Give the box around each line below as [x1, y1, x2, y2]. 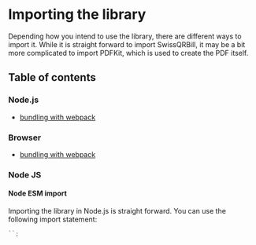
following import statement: [8, 214, 98, 225]
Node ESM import [8, 188, 67, 198]
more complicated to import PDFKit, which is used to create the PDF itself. [8, 48, 249, 57]
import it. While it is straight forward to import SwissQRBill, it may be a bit [8, 39, 246, 49]
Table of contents [8, 71, 96, 84]
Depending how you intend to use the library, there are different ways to [8, 31, 242, 41]
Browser [8, 132, 42, 143]
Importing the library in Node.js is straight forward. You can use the [8, 207, 227, 216]
